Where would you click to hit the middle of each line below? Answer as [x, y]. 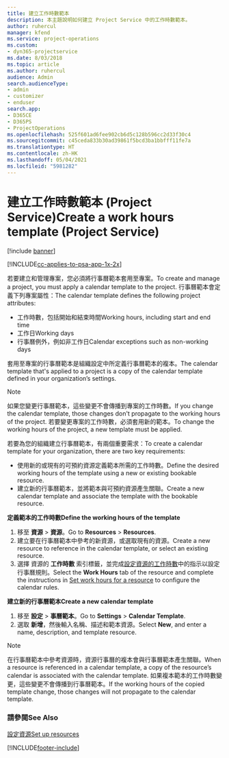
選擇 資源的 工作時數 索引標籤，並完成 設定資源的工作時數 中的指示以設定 [118, 564]
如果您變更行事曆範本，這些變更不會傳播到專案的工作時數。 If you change [110, 405]
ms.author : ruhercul [37, 71]
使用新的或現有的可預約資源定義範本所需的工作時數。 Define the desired [118, 465]
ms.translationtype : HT [41, 147]
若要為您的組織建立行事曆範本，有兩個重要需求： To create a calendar [105, 443]
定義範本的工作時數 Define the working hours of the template [94, 517]
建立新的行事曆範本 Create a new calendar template [80, 601]
